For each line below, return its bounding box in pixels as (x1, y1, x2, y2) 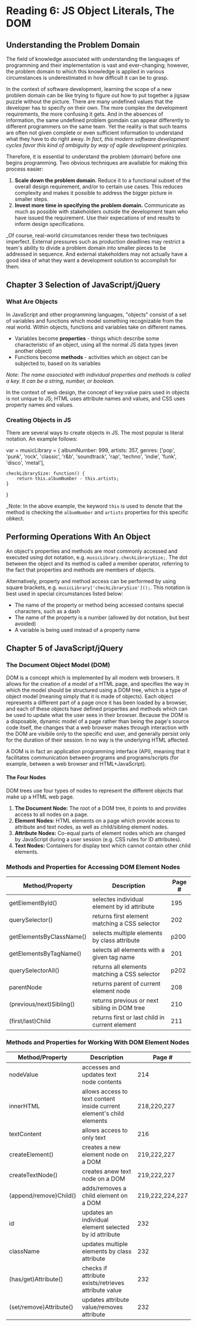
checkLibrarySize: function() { (6, 471, 85, 476)
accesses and (81, 1063, 120, 1071)
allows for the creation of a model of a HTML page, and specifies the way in (6, 681, 189, 688)
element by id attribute (92, 902, 155, 911)
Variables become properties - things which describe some (14, 334, 159, 341)
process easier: (6, 165, 44, 172)
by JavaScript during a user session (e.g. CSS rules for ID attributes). (14, 835, 182, 843)
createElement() (9, 1151, 54, 1159)
